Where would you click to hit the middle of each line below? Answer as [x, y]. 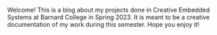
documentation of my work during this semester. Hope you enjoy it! [103, 24]
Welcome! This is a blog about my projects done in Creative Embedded [108, 10]
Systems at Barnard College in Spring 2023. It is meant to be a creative [108, 17]
